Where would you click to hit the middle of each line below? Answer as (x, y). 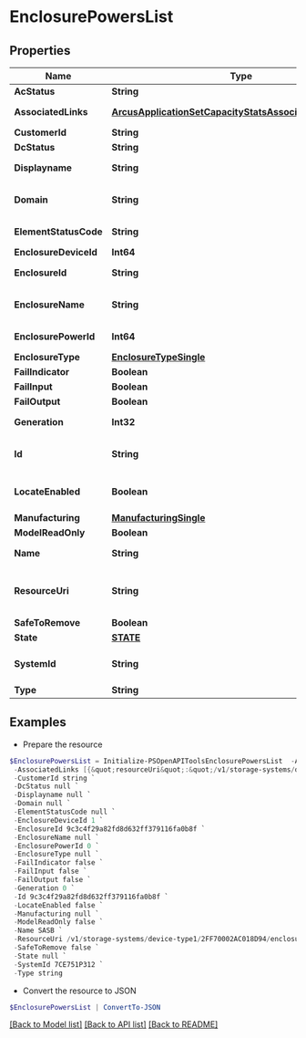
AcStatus (35, 91)
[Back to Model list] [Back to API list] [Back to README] (114, 1024)
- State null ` (40, 956)
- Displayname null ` (52, 795)
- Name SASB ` (38, 931)
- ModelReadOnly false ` (58, 922)
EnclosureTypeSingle (158, 357)
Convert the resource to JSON (79, 991)
